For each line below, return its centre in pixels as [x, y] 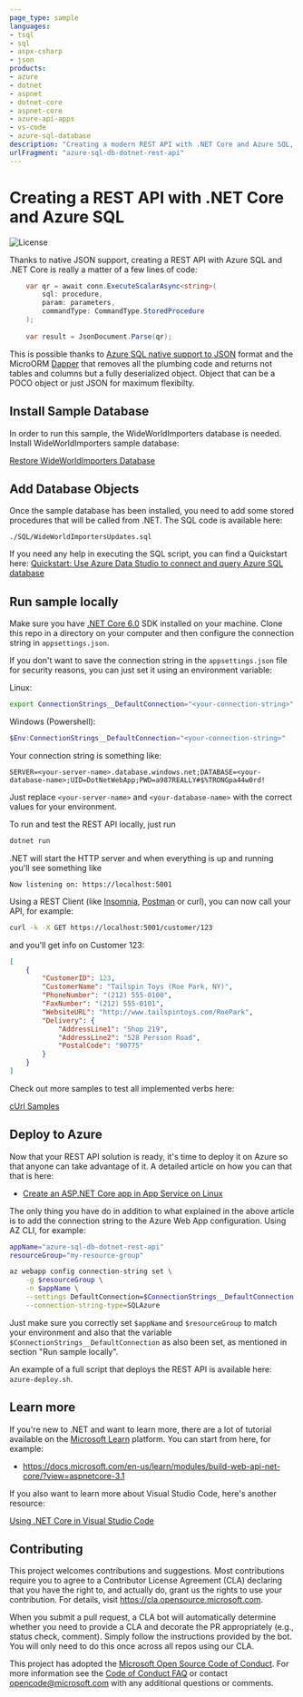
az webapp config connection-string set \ [91, 1271]
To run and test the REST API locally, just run [93, 824]
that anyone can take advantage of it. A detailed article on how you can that [151, 1166]
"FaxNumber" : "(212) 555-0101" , [103, 1004]
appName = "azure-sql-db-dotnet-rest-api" [87, 1247]
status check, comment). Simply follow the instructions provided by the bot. [151, 1637]
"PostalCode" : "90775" [101, 1046]
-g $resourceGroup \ [64, 1280]
